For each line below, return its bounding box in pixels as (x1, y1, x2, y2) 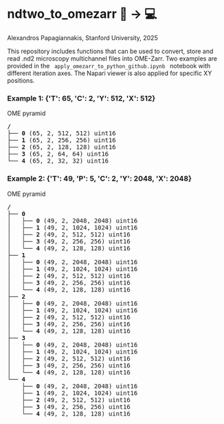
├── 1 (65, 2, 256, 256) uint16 (7, 137, 116, 144)
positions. (7, 76, 35, 84)
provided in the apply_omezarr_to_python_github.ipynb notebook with (7, 61, 211, 70)
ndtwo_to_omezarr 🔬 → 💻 (7, 6, 157, 22)
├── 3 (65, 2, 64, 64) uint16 (7, 150, 109, 158)
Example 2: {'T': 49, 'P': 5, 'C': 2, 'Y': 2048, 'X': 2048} (7, 174, 192, 183)
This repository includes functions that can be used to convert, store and (7, 47, 214, 55)
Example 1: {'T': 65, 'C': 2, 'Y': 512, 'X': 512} (7, 93, 156, 103)
